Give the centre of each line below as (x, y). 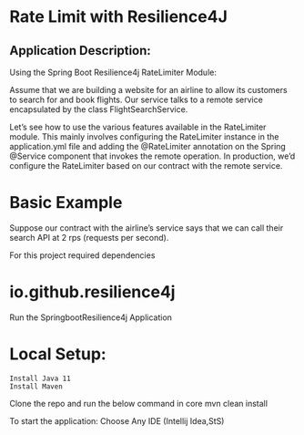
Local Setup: (58, 354)
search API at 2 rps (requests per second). (89, 237)
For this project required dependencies (82, 255)
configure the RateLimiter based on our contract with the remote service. (146, 166)
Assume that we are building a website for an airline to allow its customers (149, 90)
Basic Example (66, 203)
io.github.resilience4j (92, 292)
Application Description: (81, 51)
